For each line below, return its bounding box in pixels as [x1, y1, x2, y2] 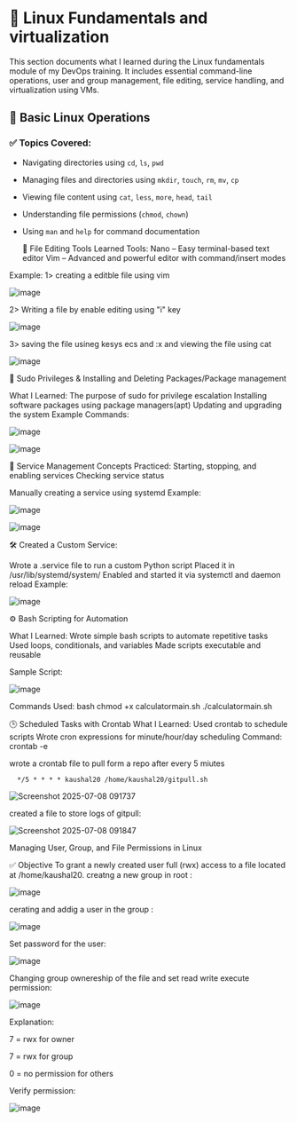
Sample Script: [9, 666, 64, 677]
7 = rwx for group [9, 1051, 74, 1062]
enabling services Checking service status [9, 470, 165, 480]
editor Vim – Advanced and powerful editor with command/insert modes [21, 252, 286, 263]
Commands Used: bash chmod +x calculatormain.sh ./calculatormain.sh [9, 700, 273, 711]
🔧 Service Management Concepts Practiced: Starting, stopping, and [9, 461, 257, 471]
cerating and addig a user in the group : [9, 904, 153, 914]
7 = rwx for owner [9, 1033, 75, 1044]
